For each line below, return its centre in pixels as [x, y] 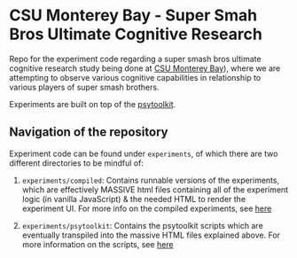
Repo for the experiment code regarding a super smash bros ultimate [135, 59]
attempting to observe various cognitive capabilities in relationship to [135, 77]
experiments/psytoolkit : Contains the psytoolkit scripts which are [142, 225]
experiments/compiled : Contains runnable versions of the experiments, [151, 180]
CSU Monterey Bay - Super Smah [133, 16]
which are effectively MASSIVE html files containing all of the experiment [155, 189]
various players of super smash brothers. [84, 87]
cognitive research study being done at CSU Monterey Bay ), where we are [145, 68]
